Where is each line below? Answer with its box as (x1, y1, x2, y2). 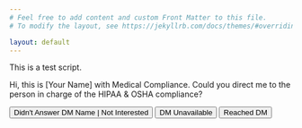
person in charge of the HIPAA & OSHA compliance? (9, 89, 203, 99)
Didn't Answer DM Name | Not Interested (13, 108, 149, 117)
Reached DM (223, 108, 268, 117)
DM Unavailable (159, 108, 213, 117)
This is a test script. (9, 62, 83, 73)
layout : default (9, 38, 70, 47)
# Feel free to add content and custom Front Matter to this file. (9, 13, 268, 22)
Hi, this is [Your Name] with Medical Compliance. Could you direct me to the (9, 80, 291, 90)
